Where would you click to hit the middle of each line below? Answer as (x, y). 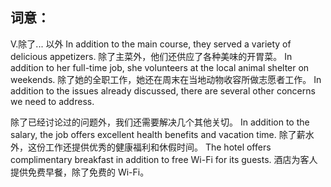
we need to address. (52, 101)
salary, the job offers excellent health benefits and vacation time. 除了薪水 (162, 134)
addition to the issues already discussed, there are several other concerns (163, 90)
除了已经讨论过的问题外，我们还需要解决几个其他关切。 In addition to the (160, 122)
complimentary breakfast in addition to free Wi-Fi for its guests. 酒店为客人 (164, 159)
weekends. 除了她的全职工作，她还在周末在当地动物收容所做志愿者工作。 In (166, 79)
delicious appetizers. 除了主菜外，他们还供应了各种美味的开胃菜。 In (151, 56)
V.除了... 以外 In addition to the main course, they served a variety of (151, 44)
